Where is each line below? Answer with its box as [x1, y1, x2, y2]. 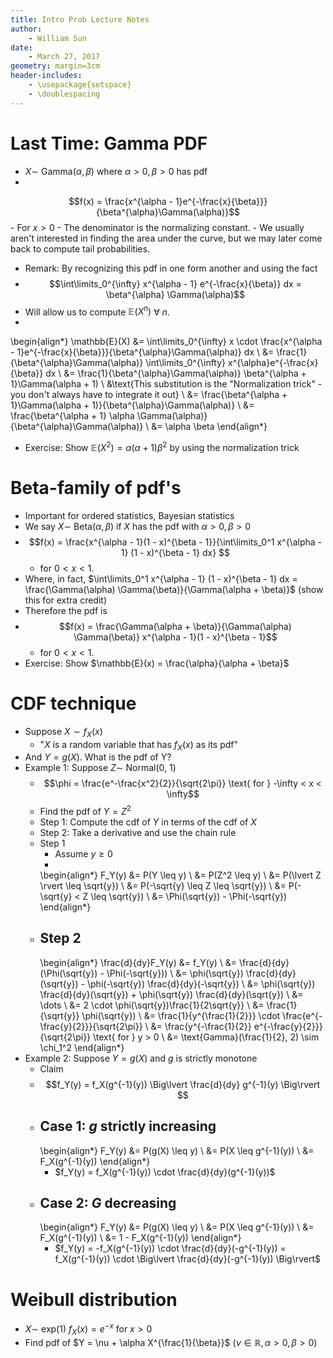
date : [10, 42, 33, 53]
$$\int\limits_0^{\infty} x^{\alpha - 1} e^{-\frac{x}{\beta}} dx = [48, 277, 302, 290]
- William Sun [28, 33, 87, 43]
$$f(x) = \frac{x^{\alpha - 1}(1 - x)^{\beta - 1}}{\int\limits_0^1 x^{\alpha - [28, 536, 323, 548]
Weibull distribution [10, 1288, 178, 1311]
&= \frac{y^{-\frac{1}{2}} [150, 1020, 252, 1032]
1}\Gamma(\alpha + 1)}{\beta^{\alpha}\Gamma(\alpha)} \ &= [10, 399, 255, 411]
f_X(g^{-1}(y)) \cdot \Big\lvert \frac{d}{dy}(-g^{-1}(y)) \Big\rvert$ [54, 1253, 322, 1265]
